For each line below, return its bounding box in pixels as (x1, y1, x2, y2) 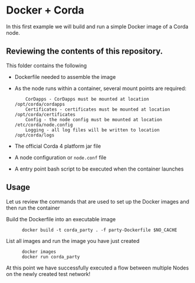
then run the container (6, 204, 60, 211)
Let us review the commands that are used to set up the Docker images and (6, 198, 190, 205)
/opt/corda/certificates (14, 111, 76, 118)
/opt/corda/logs (14, 132, 55, 138)
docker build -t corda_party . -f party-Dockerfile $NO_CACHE (21, 227, 177, 233)
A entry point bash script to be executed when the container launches (14, 165, 184, 172)
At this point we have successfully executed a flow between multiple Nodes (6, 264, 189, 271)
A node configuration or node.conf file (14, 154, 107, 161)
